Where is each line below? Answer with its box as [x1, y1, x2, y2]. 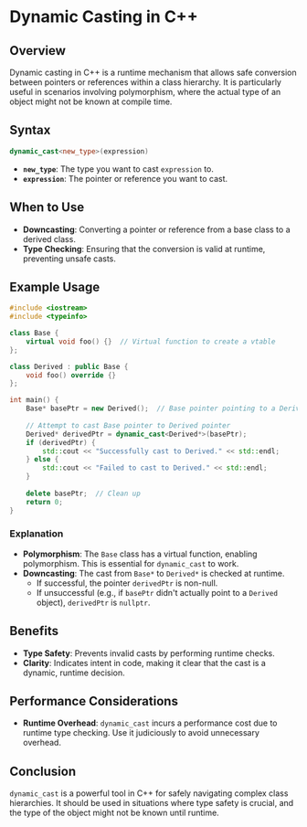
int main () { [9, 396, 59, 405]
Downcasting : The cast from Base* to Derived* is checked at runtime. [22, 567, 285, 578]
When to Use [9, 199, 85, 216]
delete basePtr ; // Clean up [26, 489, 142, 498]
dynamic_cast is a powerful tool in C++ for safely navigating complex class [9, 788, 289, 799]
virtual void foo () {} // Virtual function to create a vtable [26, 336, 276, 346]
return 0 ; [26, 497, 64, 506]
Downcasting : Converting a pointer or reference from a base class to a [22, 224, 291, 235]
